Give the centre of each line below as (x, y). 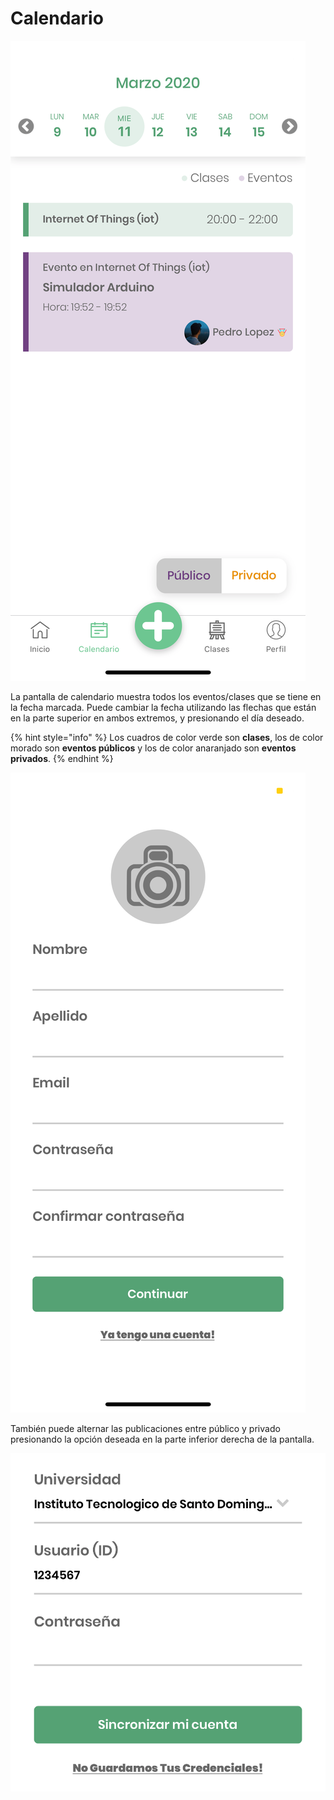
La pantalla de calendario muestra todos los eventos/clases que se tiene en (166, 696)
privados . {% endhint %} (62, 758)
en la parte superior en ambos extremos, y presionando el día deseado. (157, 718)
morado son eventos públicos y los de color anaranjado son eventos (153, 748)
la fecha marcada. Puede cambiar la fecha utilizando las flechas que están (163, 707)
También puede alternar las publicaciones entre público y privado (145, 1428)
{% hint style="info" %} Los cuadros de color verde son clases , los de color (167, 737)
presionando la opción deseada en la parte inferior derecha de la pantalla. (162, 1439)
